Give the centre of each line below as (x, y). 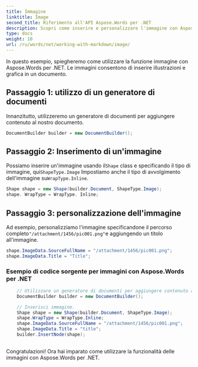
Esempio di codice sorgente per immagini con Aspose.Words (95, 271)
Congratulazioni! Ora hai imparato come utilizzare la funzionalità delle (90, 351)
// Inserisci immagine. (46, 307)
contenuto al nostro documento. (45, 122)
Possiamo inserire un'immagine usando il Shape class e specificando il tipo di (98, 165)
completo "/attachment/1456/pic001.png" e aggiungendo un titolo (85, 233)
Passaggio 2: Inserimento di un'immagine (84, 151)
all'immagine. (22, 239)
